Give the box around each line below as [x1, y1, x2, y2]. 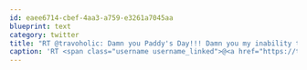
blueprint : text [9, 22, 71, 31]
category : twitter [9, 30, 79, 39]
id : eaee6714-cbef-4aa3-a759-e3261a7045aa [9, 13, 174, 23]
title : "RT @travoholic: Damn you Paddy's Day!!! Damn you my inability [9, 38, 292, 48]
